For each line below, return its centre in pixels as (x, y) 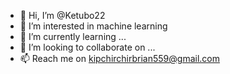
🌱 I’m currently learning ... (73, 36)
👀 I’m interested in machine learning (93, 26)
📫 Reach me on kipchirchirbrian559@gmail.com (119, 58)
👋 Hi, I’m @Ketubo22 (62, 15)
